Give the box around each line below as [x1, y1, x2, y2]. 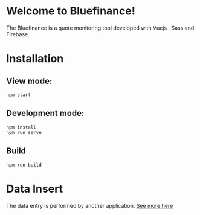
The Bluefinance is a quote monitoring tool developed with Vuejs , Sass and [6, 24, 195, 31]
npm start [6, 92, 31, 98]
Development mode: [6, 108, 85, 118]
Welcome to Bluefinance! [6, 4, 136, 18]
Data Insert [6, 182, 63, 196]
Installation [6, 52, 64, 66]
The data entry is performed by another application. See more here [6, 202, 173, 209]
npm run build [6, 162, 42, 168]
